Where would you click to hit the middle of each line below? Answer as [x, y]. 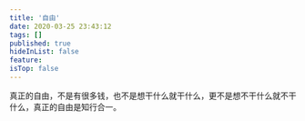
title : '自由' [35, 18]
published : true [40, 43]
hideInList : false [44, 52]
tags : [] [26, 35]
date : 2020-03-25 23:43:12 [61, 26]
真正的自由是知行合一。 [77, 106]
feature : [26, 60]
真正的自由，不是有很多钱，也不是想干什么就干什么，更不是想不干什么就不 [149, 96]
